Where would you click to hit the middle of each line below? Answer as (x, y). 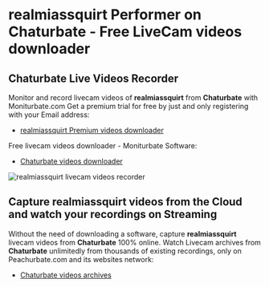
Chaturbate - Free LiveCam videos (125, 32)
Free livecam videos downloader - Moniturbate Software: (103, 146)
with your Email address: (49, 115)
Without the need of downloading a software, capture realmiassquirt (122, 233)
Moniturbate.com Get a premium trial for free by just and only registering (128, 106)
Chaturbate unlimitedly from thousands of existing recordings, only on (125, 251)
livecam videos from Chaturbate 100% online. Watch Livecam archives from (134, 242)
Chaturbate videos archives (66, 275)
